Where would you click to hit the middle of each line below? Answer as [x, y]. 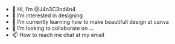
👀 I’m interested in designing [47, 15]
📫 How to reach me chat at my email [58, 35]
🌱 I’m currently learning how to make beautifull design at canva [90, 22]
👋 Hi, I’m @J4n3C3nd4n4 [44, 9]
